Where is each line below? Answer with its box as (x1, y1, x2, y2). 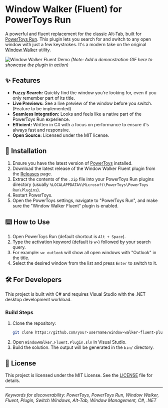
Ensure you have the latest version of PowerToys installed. (12, 160, 133, 166)
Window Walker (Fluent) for (5, 4, 122, 15)
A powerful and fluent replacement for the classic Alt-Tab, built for (5, 31, 141, 37)
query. (12, 244, 26, 250)
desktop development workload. (5, 297, 72, 303)
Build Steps (5, 309, 33, 316)
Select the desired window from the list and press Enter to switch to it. (12, 260, 157, 266)
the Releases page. (12, 170, 52, 176)
